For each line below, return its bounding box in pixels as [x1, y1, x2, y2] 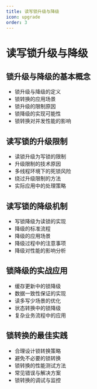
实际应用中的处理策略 [14, 182, 66, 189]
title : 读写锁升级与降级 [6, 8, 60, 15]
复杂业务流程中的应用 [14, 312, 66, 319]
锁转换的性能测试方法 [14, 361, 66, 369]
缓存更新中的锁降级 [14, 282, 61, 289]
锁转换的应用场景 [14, 95, 56, 103]
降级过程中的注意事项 [14, 240, 66, 247]
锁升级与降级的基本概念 [6, 71, 91, 81]
